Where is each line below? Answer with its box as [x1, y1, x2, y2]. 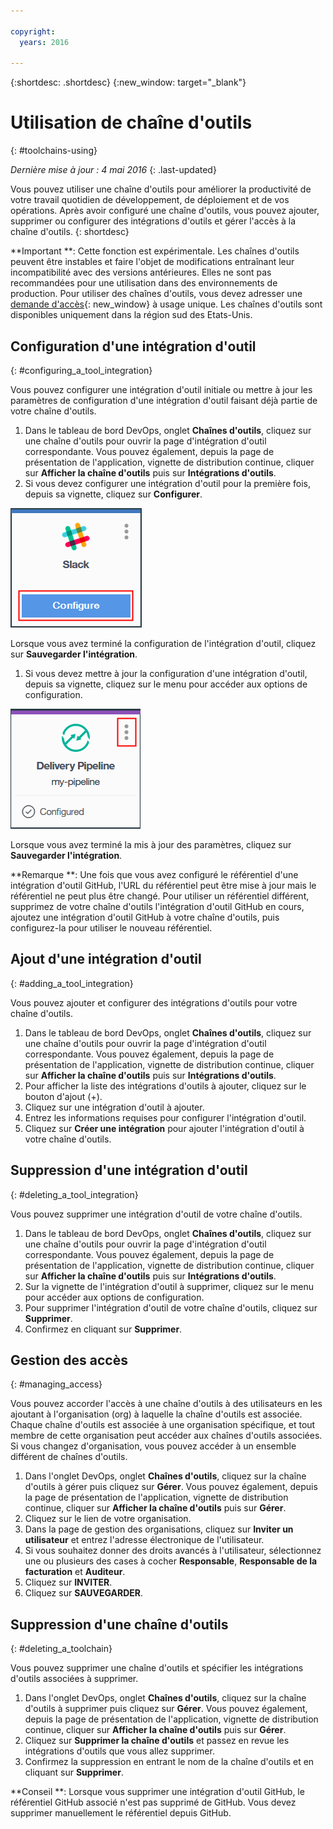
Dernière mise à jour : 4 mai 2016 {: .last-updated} [10, 164, 217, 176]
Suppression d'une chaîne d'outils [10, 1616, 229, 1633]
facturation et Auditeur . [24, 1566, 126, 1578]
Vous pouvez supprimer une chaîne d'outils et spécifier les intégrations [10, 1662, 304, 1674]
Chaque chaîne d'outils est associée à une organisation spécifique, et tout [10, 1419, 316, 1431]
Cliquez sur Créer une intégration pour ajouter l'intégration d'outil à [24, 1122, 305, 1134]
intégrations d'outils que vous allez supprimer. [24, 1745, 215, 1757]
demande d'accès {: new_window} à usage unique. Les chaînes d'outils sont [10, 298, 323, 310]
